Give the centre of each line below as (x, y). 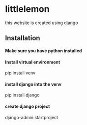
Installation (23, 38)
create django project (28, 106)
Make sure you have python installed (43, 51)
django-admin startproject (31, 117)
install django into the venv (33, 84)
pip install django (22, 95)
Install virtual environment (33, 62)
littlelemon (28, 9)
